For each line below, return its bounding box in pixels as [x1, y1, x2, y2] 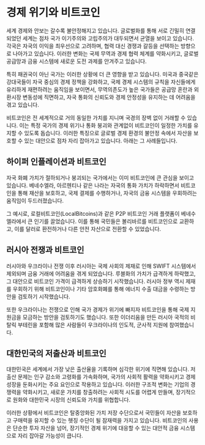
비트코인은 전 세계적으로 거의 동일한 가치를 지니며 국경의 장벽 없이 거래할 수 [6, 114, 186, 121]
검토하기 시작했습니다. [17, 293, 70, 300]
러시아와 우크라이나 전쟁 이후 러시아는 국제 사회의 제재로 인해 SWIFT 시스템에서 [6, 262, 196, 270]
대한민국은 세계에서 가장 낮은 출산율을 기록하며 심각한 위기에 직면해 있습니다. [6, 366, 190, 373]
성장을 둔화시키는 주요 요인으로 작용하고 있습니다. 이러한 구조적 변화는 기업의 [6, 381, 190, 388]
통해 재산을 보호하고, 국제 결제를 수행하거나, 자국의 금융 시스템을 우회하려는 [17, 189, 198, 196]
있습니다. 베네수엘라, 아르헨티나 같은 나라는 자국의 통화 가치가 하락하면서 [6, 182, 179, 189]
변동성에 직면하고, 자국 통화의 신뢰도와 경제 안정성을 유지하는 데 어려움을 [22, 93, 196, 101]
